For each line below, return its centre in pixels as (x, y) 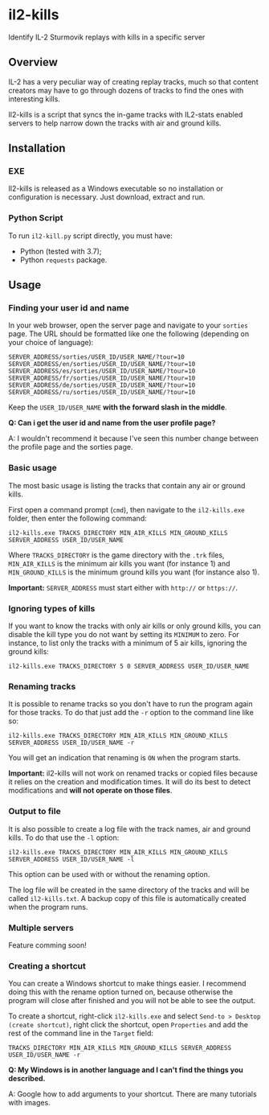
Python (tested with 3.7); (61, 251)
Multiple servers (41, 928)
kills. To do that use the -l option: (64, 837)
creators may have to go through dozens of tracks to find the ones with (126, 90)
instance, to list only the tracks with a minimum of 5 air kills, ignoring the (128, 643)
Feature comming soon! (47, 945)
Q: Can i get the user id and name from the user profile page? (112, 423)
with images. (29, 1103)
